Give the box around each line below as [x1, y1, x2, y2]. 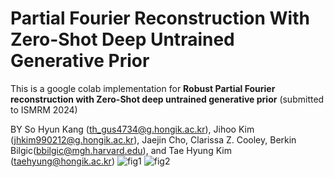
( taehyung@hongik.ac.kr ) [10, 155, 115, 167]
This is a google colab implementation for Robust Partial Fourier [10, 82, 276, 94]
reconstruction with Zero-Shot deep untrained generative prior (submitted [10, 93, 325, 105]
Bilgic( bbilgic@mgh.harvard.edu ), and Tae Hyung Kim [10, 144, 232, 156]
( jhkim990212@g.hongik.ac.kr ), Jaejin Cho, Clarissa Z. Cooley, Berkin [10, 133, 297, 146]
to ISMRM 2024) [10, 103, 78, 116]
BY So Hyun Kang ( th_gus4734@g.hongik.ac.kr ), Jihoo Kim [10, 123, 255, 135]
